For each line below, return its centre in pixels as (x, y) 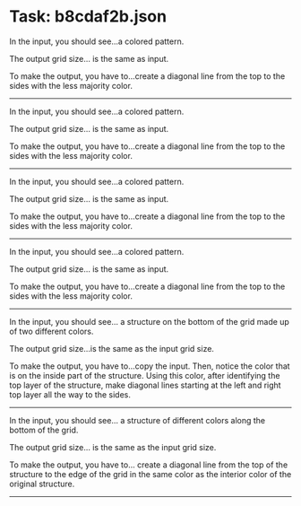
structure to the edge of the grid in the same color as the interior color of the (150, 474)
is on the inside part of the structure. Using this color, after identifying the (145, 375)
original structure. (42, 484)
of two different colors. (52, 331)
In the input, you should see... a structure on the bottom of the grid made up (149, 321)
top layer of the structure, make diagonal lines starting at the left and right (145, 385)
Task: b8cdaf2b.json (88, 17)
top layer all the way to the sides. (70, 394)
